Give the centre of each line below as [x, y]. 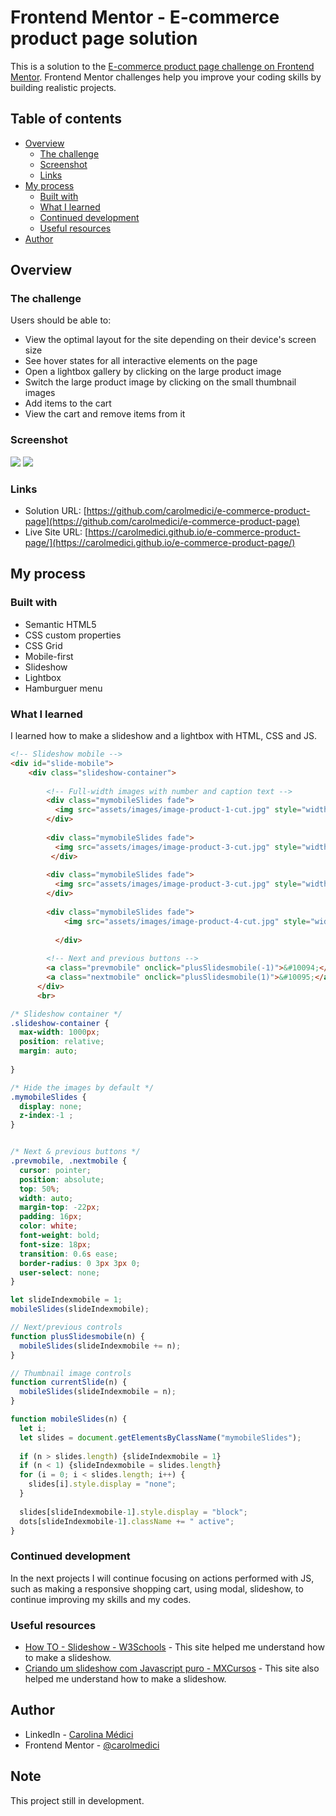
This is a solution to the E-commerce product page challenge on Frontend [162, 66]
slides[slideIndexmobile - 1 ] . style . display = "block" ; [133, 1512]
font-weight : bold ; [60, 1236]
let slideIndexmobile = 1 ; [66, 1300]
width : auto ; [46, 1198]
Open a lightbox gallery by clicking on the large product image [153, 372]
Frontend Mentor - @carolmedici [92, 1745]
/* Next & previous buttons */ [75, 1152]
